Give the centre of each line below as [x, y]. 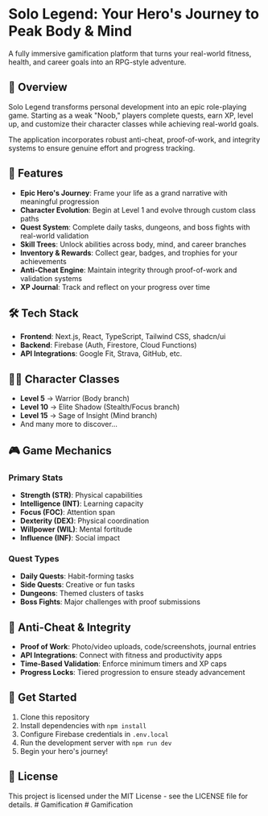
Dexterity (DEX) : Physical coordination [85, 520]
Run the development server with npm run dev [96, 743]
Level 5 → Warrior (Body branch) [75, 399]
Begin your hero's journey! [64, 751]
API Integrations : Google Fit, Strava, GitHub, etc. [101, 354]
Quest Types [34, 558]
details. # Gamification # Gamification [71, 804]
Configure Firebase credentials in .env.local [94, 734]
